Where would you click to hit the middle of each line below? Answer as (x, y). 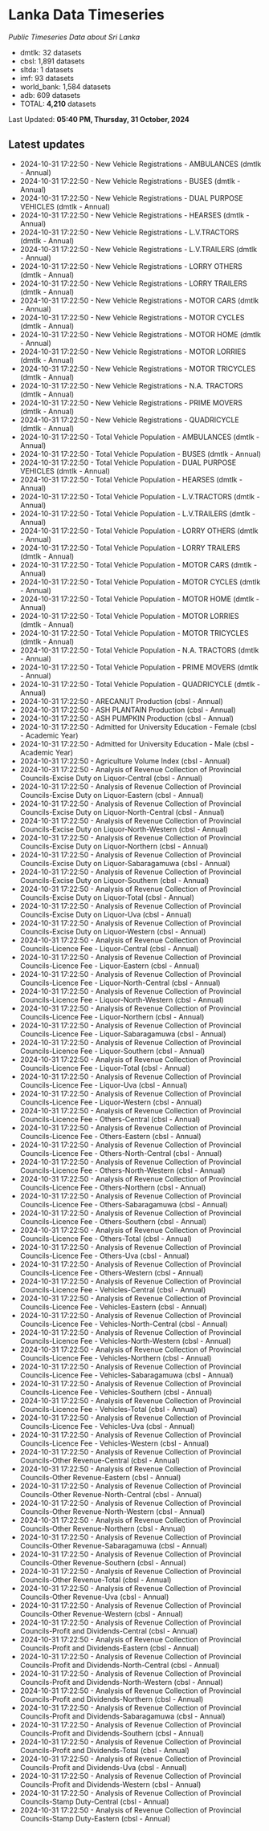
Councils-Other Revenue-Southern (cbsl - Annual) (103, 1562)
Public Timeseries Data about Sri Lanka (74, 37)
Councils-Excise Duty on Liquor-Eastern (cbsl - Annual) (112, 795)
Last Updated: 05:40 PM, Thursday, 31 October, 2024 (99, 119)
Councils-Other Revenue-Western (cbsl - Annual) (101, 1613)
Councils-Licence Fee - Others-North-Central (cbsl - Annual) (121, 1153)
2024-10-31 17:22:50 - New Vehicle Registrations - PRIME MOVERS (131, 402)
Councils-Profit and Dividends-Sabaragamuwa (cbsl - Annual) (123, 1716)
